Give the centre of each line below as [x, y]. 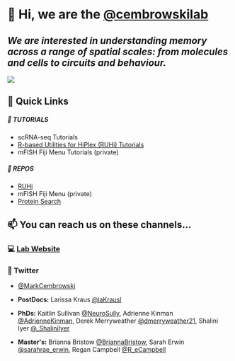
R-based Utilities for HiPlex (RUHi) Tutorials [81, 145]
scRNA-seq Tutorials [47, 137]
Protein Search [39, 202]
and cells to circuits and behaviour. [87, 63]
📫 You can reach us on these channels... [99, 225]
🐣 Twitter [23, 270]
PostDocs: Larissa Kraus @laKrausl [69, 299]
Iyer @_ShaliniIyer [44, 328]
